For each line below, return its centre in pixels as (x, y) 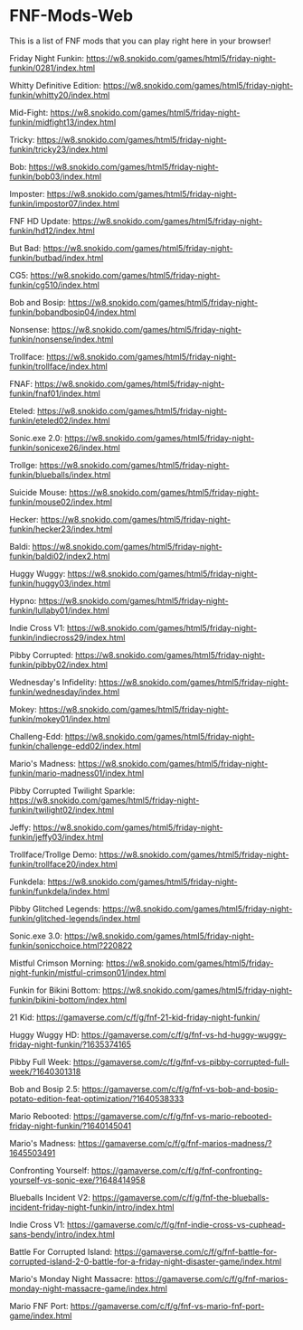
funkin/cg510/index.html (54, 285)
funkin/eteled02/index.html (60, 420)
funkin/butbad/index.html (57, 258)
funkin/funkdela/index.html (60, 891)
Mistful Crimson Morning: (57, 963)
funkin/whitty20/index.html (60, 95)
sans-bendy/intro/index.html (62, 1234)
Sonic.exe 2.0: (36, 438)
